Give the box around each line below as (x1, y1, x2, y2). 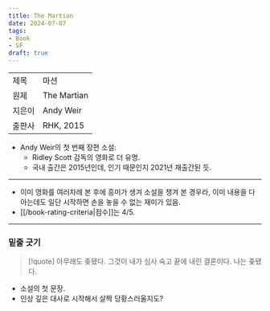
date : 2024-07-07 (8, 19, 67, 27)
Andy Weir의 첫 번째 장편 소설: (19, 142, 117, 152)
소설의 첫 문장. (19, 284, 66, 293)
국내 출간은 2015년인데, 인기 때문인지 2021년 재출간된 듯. (31, 162, 211, 172)
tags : (8, 27, 27, 35)
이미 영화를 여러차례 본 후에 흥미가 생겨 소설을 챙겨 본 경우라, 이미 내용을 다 (19, 187, 256, 197)
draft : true (8, 49, 48, 57)
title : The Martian (8, 11, 74, 20)
